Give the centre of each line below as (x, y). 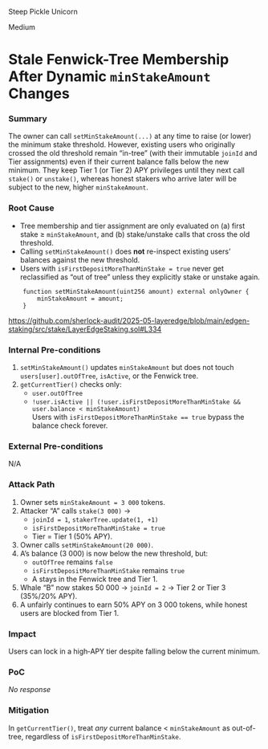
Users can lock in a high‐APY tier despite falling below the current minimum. (134, 651)
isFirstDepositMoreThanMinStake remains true (108, 570)
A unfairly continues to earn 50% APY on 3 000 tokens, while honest (134, 604)
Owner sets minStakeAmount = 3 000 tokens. (93, 502)
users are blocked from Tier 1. (69, 613)
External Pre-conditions (56, 446)
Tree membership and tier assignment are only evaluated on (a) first (132, 226)
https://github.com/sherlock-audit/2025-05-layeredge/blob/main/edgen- (129, 320)
